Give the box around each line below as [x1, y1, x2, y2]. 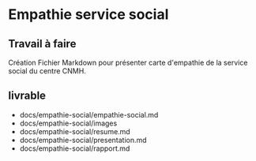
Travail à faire [8, 37, 77, 51]
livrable [8, 89, 46, 103]
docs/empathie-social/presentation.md [19, 135, 148, 144]
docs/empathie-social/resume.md [19, 126, 130, 136]
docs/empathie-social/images [19, 118, 118, 128]
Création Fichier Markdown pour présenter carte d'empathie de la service [8, 58, 248, 67]
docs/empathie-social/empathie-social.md [19, 110, 159, 119]
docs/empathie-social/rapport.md [19, 144, 130, 153]
